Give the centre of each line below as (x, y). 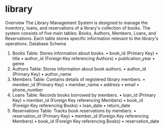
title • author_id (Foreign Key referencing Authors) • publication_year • (83, 58)
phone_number (27, 90)
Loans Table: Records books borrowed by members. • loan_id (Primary (84, 95)
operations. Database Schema (36, 43)
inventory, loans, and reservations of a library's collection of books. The (78, 28)
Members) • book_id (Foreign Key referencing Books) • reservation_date (86, 121)
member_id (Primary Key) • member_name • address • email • (76, 84)
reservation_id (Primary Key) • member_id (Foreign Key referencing (80, 116)
